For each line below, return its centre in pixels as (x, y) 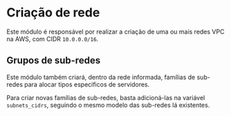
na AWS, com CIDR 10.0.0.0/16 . (53, 38)
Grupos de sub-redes (54, 61)
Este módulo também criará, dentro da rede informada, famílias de (101, 77)
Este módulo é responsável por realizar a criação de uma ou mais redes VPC (115, 32)
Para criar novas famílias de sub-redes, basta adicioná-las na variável (106, 97)
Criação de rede (53, 13)
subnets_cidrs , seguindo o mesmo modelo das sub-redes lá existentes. (108, 105)
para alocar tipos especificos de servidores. (87, 84)
